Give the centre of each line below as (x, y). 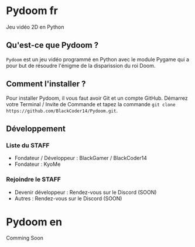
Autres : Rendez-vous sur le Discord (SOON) (68, 198)
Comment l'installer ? (46, 84)
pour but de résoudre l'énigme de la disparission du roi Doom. (81, 65)
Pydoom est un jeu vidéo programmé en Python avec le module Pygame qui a (97, 59)
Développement (36, 129)
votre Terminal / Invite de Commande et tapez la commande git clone (91, 104)
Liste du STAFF (28, 145)
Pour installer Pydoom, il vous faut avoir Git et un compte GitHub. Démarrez (97, 98)
